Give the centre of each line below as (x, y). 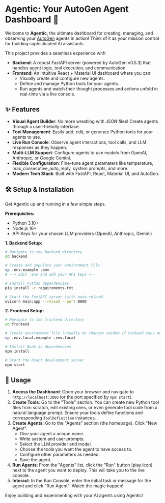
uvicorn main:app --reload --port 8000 (46, 301)
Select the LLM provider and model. (56, 444)
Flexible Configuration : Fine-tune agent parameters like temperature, (83, 163)
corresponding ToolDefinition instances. (54, 418)
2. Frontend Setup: (25, 311)
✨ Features (22, 109)
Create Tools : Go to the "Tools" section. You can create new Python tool (85, 402)
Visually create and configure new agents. (62, 78)
